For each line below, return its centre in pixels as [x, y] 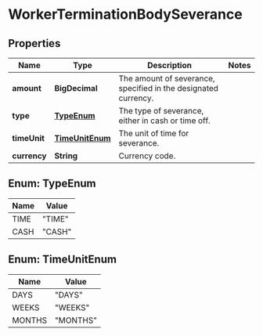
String [66, 156]
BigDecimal [76, 88]
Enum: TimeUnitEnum [63, 260]
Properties [34, 43]
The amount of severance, [167, 78]
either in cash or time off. [165, 121]
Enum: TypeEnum [52, 184]
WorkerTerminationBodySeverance [125, 14]
